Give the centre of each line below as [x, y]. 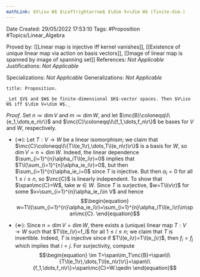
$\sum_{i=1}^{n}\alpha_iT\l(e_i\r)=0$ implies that [75, 159]
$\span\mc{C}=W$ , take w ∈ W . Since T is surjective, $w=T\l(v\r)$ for [102, 185]
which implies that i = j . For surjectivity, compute [75, 246]
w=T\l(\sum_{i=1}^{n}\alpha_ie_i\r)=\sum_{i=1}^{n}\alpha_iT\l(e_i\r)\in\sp [105, 208]
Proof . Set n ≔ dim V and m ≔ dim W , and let [62, 115]
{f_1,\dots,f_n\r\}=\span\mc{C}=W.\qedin [82, 268]
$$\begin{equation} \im [68, 255]
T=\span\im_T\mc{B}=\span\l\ [134, 255]
